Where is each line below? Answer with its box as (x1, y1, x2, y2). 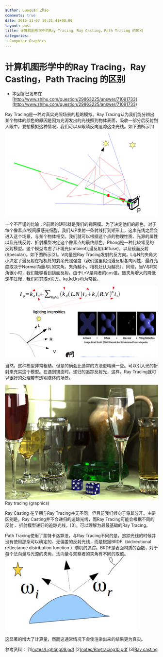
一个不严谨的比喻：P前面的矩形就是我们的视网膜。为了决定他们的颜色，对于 (5, 221, 157, 227)
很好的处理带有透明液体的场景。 (9, 374, 73, 381)
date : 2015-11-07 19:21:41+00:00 (5, 18, 73, 23)
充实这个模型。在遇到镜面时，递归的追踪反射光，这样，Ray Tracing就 (13, 369, 152, 374)
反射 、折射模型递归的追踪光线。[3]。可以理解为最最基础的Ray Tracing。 (5, 522, 150, 528)
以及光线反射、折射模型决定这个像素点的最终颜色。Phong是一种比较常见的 (5, 239, 154, 245)
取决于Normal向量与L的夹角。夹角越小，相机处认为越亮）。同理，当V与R (9, 264, 153, 270)
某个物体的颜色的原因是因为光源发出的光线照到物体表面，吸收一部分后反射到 (5, 117, 158, 123)
